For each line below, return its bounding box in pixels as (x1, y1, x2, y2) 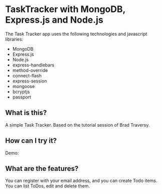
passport (12, 94, 32, 100)
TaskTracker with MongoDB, (5, 4, 125, 15)
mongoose (12, 83, 35, 89)
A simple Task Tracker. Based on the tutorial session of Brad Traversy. (5, 122, 150, 128)
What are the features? (5, 164, 79, 173)
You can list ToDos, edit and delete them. (5, 183, 90, 189)
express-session (12, 78, 47, 84)
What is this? (5, 109, 47, 117)
